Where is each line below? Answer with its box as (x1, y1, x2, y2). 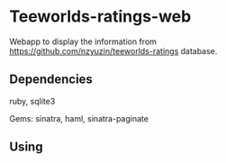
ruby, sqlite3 (9, 95, 56, 106)
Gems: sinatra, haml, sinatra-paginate (9, 113, 149, 123)
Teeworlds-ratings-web (9, 6, 192, 27)
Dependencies (9, 72, 93, 87)
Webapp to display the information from (9, 36, 158, 47)
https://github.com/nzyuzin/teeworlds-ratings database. (9, 45, 218, 56)
